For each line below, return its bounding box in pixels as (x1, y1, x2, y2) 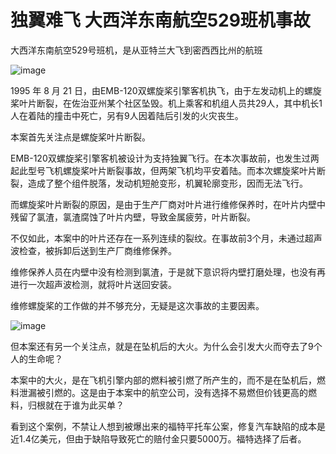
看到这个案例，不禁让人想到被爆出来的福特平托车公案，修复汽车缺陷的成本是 (10, 420, 326, 432)
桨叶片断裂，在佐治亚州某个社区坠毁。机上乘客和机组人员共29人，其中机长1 (10, 97, 323, 109)
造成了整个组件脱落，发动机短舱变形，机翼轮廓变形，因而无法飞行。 (27, 177, 308, 189)
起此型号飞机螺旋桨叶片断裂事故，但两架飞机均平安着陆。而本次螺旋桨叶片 (10, 164, 317, 176)
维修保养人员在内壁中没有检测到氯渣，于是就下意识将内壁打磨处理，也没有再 (10, 266, 326, 278)
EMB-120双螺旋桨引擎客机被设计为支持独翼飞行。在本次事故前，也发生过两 (10, 152, 320, 164)
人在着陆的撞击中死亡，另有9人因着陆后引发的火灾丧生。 (10, 109, 244, 121)
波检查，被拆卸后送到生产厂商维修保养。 (10, 244, 177, 256)
